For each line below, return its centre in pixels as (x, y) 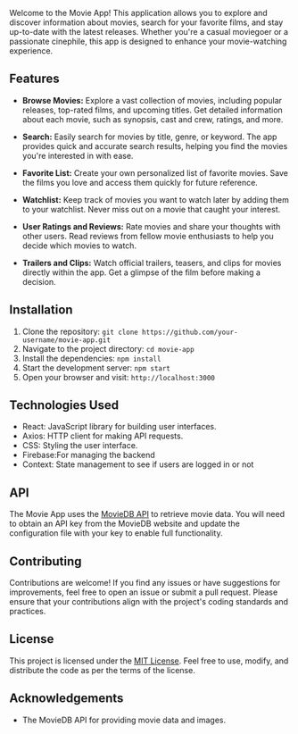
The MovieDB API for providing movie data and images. (124, 720)
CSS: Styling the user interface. (80, 446)
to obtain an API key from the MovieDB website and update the (125, 524)
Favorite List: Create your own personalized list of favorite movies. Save (155, 172)
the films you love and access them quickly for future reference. (140, 182)
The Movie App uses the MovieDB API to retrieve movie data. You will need (147, 514)
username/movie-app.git (66, 340)
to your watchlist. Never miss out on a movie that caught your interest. (151, 209)
